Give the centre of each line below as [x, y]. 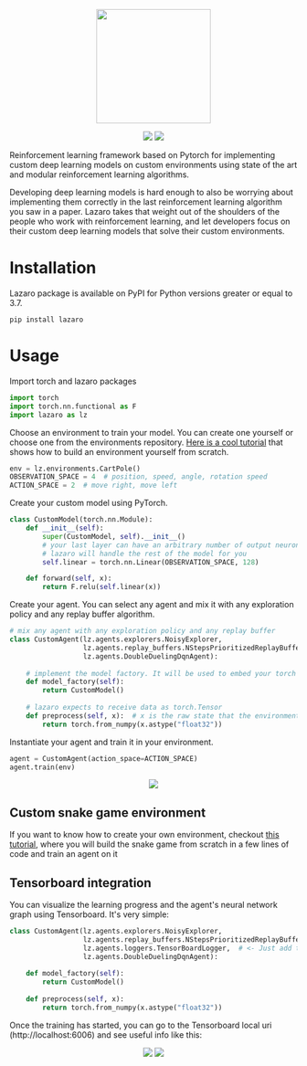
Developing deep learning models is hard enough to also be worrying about [152, 192]
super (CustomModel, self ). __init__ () [114, 536]
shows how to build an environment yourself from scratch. [119, 451]
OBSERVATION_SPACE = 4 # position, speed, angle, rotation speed [138, 477]
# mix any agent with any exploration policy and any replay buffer [143, 631]
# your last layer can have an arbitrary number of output [157, 545]
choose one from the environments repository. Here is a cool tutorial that [146, 442]
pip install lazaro [47, 320]
